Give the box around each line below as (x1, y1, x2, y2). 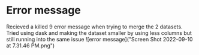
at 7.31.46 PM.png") (6, 42, 55, 49)
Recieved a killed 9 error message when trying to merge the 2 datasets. (6, 23, 183, 30)
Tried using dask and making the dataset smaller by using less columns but (6, 29, 192, 36)
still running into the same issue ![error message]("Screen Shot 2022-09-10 (6, 35, 193, 43)
